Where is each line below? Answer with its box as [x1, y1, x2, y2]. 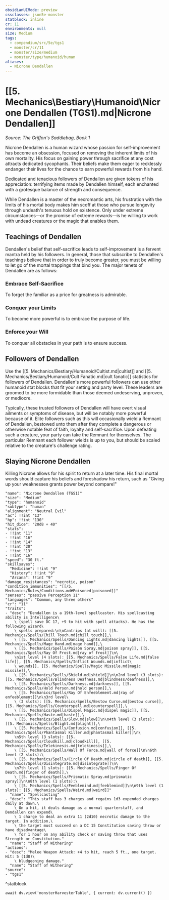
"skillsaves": [5, 562, 35, 567]
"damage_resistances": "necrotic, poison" [5, 580, 96, 585]
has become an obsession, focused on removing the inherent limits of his [5, 150, 157, 156]
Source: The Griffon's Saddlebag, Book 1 [5, 135, 90, 141]
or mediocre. [5, 395, 32, 401]
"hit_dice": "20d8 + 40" [5, 522, 58, 527]
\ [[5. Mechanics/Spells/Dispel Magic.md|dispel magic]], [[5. [14, 708, 150, 713]
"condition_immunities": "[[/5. [5, 584, 73, 589]
